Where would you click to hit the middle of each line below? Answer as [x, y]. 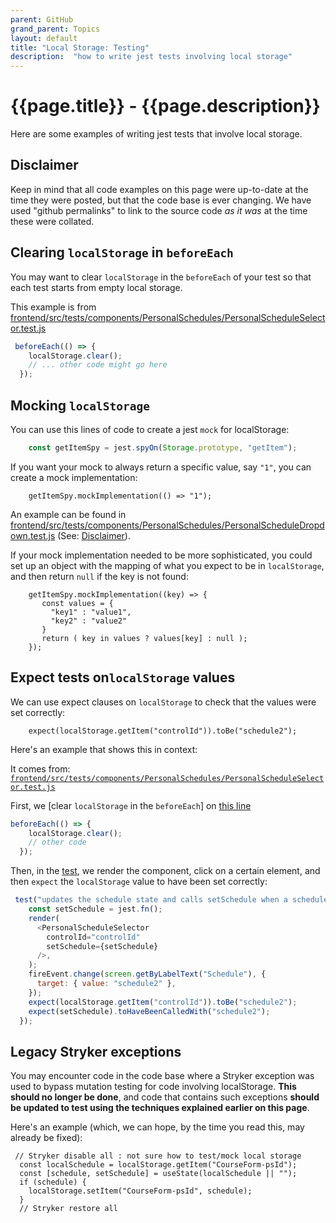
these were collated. [52, 221]
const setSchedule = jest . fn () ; [95, 909]
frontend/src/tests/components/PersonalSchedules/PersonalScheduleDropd [167, 525]
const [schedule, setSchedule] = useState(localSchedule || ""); [158, 1174]
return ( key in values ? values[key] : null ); [144, 638]
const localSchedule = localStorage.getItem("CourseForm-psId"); [158, 1165]
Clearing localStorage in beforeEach [122, 252]
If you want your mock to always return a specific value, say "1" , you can [161, 467]
